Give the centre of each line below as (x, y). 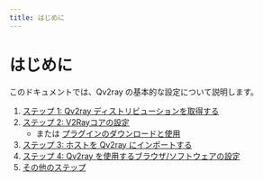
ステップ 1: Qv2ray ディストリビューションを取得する (120, 111)
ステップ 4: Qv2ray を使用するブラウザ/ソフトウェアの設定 (131, 156)
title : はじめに (37, 18)
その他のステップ (54, 167)
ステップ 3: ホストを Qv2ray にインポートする (107, 144)
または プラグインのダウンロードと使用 (108, 133)
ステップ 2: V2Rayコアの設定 (76, 122)
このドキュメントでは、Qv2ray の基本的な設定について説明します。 (134, 92)
